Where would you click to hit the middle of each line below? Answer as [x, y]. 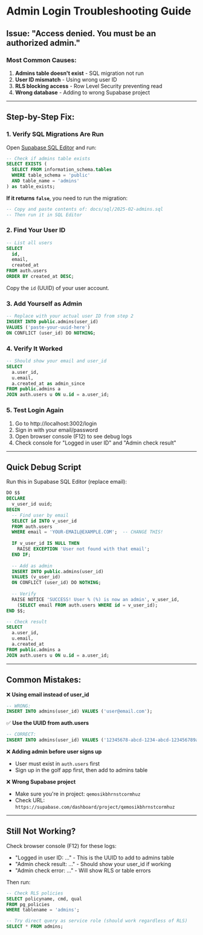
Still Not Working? [41, 831]
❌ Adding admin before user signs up [54, 751]
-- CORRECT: [21, 734]
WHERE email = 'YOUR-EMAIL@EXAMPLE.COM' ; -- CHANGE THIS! [88, 532]
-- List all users [29, 243]
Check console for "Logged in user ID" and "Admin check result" [95, 443]
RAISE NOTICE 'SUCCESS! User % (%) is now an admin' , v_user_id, [96, 599]
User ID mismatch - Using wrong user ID [66, 79]
